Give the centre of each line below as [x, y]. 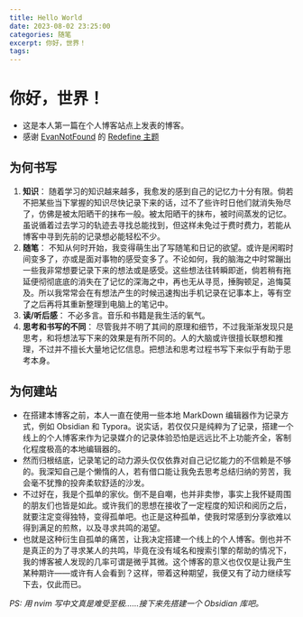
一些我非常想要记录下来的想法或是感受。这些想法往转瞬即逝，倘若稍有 [153, 270]
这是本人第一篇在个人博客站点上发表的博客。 [106, 125]
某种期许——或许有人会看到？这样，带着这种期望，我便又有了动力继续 [153, 573]
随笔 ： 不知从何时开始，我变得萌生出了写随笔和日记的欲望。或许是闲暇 [154, 247]
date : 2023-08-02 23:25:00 [60, 26]
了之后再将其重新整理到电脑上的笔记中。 [97, 304]
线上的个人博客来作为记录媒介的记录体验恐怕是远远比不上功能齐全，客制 [156, 437]
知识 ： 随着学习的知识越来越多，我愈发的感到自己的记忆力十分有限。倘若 [158, 191]
